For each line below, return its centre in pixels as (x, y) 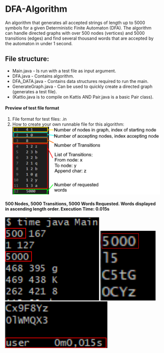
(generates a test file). (35, 91)
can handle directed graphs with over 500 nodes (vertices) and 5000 (75, 33)
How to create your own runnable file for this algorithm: (68, 124)
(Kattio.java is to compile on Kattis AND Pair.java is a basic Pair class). (83, 97)
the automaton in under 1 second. (39, 43)
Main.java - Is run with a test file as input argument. (64, 71)
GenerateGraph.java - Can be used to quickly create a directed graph (82, 86)
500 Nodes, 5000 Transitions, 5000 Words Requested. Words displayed (81, 204)
